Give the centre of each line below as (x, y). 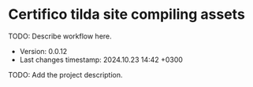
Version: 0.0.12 (43, 51)
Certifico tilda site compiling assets (127, 14)
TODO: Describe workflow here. (60, 36)
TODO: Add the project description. (66, 74)
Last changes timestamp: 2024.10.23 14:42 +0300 (101, 60)
